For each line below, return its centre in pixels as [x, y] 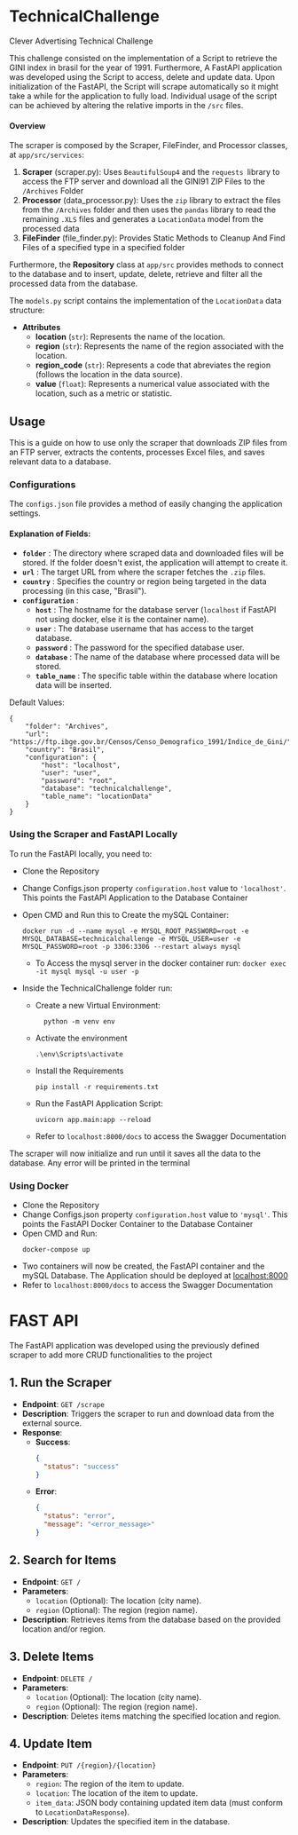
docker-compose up [56, 1250]
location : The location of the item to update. [116, 1793]
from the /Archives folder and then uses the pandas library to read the [149, 210]
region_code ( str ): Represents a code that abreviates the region [153, 365]
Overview [27, 125]
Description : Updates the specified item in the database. [126, 1822]
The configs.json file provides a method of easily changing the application [146, 504]
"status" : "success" [81, 1467]
